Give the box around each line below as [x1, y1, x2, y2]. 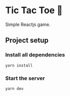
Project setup [5, 36, 49, 45]
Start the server [5, 75, 45, 82]
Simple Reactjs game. [5, 21, 51, 27]
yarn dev [5, 86, 24, 91]
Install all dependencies [5, 51, 65, 58]
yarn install [5, 63, 33, 68]
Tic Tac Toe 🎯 [5, 5, 63, 16]
